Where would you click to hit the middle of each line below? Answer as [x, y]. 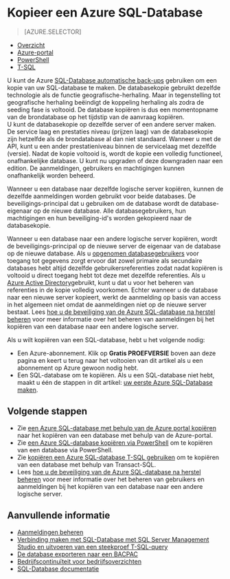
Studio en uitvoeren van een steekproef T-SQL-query [92, 547]
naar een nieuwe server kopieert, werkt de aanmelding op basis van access [114, 297]
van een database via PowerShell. [65, 450]
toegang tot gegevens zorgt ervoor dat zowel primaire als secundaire [105, 260]
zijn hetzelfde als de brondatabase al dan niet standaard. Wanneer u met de [114, 138]
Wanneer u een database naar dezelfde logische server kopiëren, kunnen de [115, 189]
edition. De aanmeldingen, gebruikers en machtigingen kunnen [96, 168]
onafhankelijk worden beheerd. [51, 175]
